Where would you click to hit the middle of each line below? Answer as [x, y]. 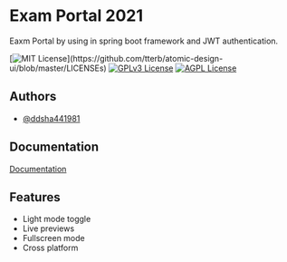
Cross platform [50, 248]
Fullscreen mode [54, 238]
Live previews [48, 228]
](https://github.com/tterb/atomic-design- [145, 58]
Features [35, 197]
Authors [33, 97]
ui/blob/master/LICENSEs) [58, 68]
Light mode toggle [57, 219]
